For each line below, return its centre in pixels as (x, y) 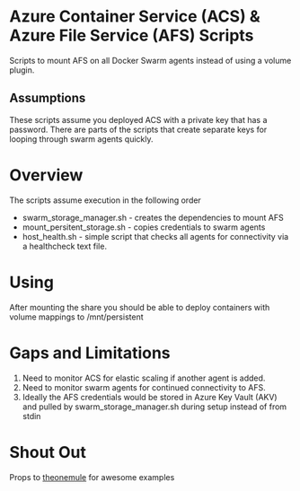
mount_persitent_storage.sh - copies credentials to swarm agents (144, 227)
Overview (46, 175)
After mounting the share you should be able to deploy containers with (140, 307)
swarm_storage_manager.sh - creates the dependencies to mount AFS (153, 217)
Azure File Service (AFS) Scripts (132, 35)
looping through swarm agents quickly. (82, 139)
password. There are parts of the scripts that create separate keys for (138, 129)
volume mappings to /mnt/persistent (76, 317)
